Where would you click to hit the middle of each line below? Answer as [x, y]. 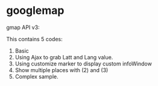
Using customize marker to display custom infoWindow [83, 64]
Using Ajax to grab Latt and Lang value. [64, 57]
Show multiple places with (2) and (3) [62, 70]
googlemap [35, 11]
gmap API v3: [23, 27]
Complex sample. [36, 76]
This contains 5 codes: [34, 39]
